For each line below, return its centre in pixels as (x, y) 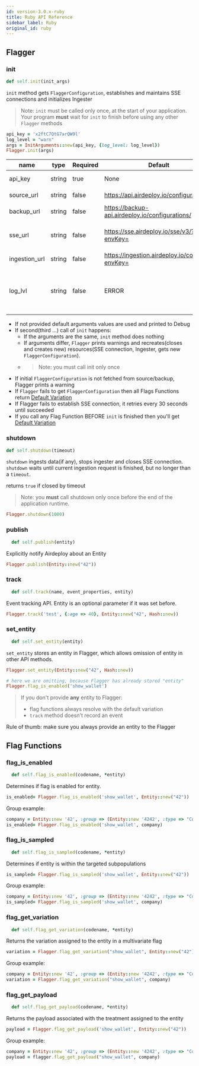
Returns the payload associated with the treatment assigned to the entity (95, 1019)
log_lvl (18, 291)
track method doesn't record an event (76, 715)
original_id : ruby (29, 28)
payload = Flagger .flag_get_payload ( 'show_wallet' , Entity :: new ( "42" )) (96, 1029)
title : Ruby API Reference (39, 17)
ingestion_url (27, 259)
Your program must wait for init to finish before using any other (99, 117)
